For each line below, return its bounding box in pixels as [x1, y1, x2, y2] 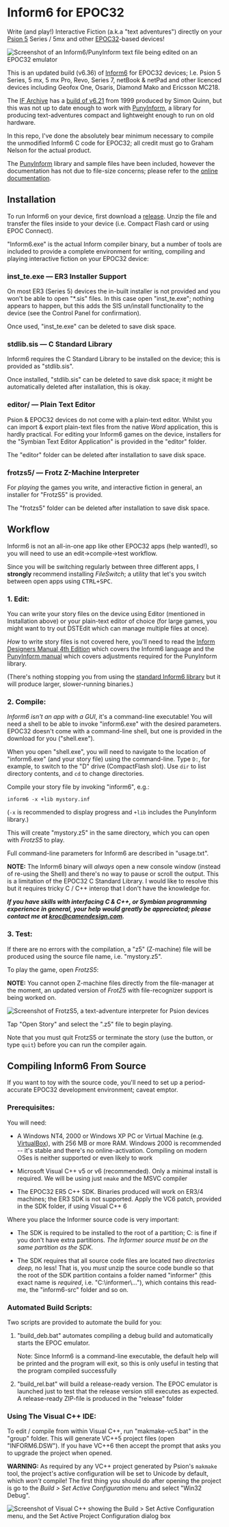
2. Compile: [7, 697, 46, 707]
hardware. [7, 118, 36, 126]
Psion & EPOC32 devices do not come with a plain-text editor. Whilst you [7, 415, 213, 424]
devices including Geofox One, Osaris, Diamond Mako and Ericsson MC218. [7, 83, 220, 91]
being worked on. [7, 993, 57, 1001]
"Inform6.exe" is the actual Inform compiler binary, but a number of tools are [7, 240, 222, 248]
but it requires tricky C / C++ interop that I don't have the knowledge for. [7, 884, 211, 892]
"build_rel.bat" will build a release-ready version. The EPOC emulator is [16, 1380, 218, 1389]
